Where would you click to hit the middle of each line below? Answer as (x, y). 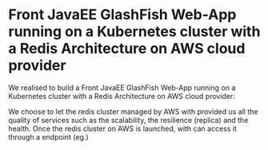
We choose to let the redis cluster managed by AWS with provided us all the (133, 111)
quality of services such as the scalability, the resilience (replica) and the (128, 120)
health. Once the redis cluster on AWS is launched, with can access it (123, 128)
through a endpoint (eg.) (49, 136)
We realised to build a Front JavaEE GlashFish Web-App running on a (122, 87)
